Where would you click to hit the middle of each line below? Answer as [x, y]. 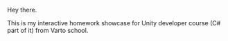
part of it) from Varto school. [48, 30]
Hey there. [22, 10]
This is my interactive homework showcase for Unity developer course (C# [114, 23]
